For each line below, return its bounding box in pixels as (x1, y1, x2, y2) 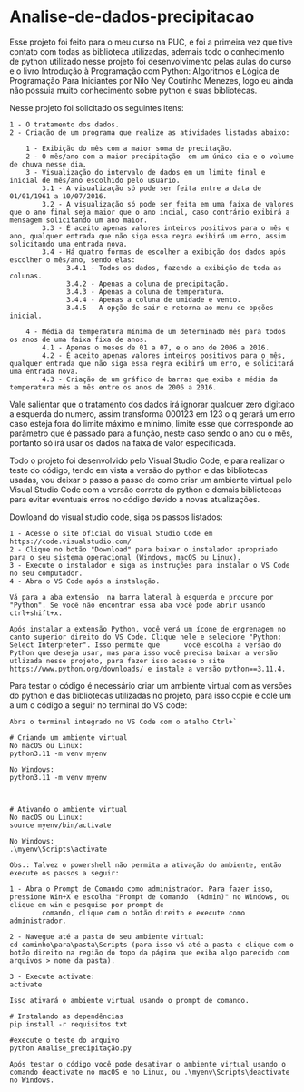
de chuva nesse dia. (9, 159, 88, 169)
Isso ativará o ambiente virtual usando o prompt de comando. (9, 996, 250, 1005)
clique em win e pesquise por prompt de (9, 900, 165, 909)
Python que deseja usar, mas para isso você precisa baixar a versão (9, 648, 279, 657)
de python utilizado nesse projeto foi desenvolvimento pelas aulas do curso (9, 56, 292, 66)
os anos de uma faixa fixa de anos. (9, 335, 148, 344)
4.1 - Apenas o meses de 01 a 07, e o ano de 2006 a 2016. (42, 343, 270, 352)
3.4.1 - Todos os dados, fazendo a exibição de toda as (66, 263, 282, 272)
